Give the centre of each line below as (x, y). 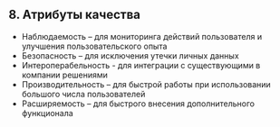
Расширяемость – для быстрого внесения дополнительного (138, 104)
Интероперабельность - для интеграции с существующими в (141, 65)
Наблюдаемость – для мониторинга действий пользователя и (142, 36)
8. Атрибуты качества (75, 15)
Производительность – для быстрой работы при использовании (146, 84)
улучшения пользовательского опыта (94, 46)
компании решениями (64, 75)
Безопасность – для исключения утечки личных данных (130, 55)
